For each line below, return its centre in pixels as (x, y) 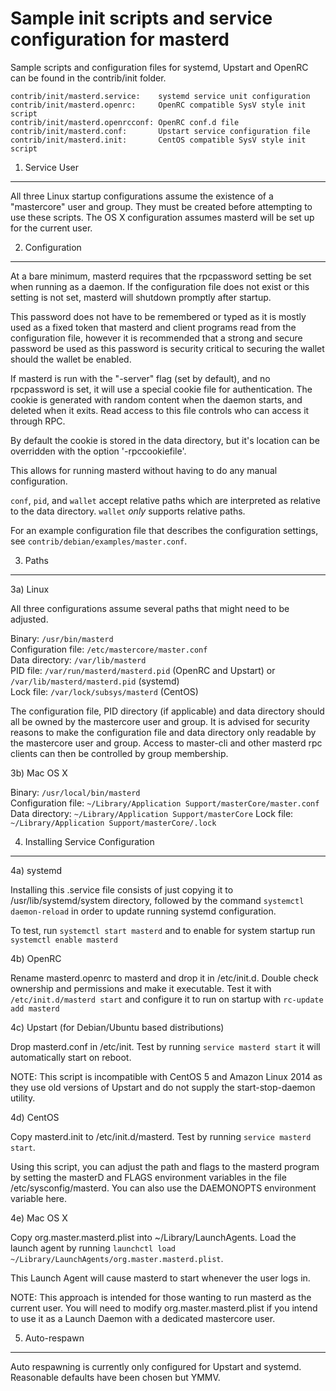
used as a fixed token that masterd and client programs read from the (153, 327)
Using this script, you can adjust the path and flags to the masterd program (165, 1166)
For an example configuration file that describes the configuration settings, (164, 530)
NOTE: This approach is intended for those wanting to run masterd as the (161, 1297)
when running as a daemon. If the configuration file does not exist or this (160, 286)
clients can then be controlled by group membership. (119, 753)
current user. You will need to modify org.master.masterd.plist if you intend (164, 1308)
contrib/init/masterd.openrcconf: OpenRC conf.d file (125, 122)
